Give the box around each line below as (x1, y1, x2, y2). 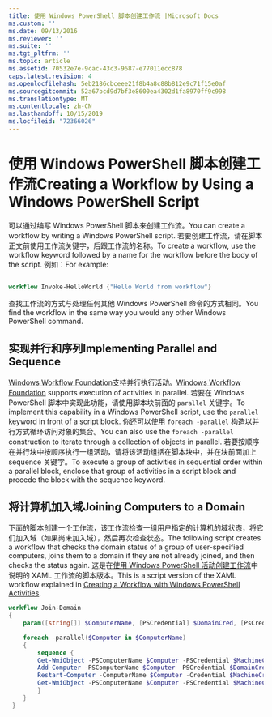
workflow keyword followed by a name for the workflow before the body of (8, 250, 258, 259)
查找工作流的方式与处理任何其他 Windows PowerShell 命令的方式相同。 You (8, 298, 259, 308)
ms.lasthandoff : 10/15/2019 (8, 110, 104, 118)
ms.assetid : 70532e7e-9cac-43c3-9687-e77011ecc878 (8, 65, 183, 73)
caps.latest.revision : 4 (8, 72, 92, 80)
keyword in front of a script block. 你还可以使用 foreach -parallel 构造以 (8, 416, 253, 426)
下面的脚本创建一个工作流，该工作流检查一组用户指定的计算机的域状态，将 (8, 523, 257, 533)
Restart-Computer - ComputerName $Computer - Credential (37, 672, 227, 680)
